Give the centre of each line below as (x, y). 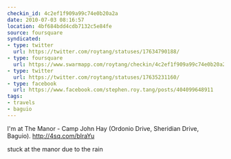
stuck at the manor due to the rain (55, 149)
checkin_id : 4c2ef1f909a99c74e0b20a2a (63, 13)
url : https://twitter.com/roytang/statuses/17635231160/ (97, 77)
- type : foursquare (35, 58)
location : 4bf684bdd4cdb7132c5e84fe (59, 26)
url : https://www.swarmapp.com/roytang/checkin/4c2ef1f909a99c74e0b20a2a (121, 64)
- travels (21, 103)
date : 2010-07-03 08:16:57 (46, 20)
